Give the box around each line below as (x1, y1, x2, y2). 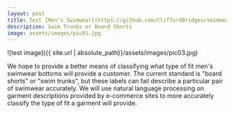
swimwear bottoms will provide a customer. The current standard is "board (7, 70, 222, 78)
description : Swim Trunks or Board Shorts (7, 23, 132, 30)
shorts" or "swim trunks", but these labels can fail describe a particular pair (7, 77, 223, 85)
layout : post (7, 10, 45, 17)
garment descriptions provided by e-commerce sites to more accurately (7, 92, 214, 100)
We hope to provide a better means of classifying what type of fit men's (7, 62, 214, 70)
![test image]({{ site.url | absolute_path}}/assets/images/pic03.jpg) (7, 49, 198, 57)
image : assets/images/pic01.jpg (7, 29, 101, 37)
